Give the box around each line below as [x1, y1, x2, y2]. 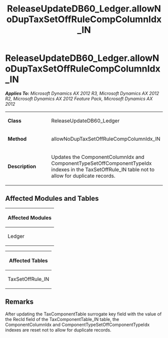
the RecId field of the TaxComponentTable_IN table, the [5, 316, 119, 322]
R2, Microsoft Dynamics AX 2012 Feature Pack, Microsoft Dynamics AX [5, 96, 153, 102]
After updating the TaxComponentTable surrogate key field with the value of [5, 311, 162, 317]
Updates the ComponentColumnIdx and [51, 153, 144, 160]
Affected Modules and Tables [5, 194, 99, 203]
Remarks [5, 297, 34, 306]
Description [7, 163, 36, 170]
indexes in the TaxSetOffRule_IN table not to [51, 166, 155, 173]
